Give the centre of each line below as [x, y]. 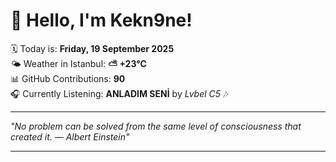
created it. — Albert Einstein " [70, 136]
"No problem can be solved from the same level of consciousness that [156, 126]
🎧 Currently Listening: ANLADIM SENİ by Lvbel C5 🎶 [119, 93]
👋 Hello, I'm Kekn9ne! [101, 20]
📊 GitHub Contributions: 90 [68, 78]
